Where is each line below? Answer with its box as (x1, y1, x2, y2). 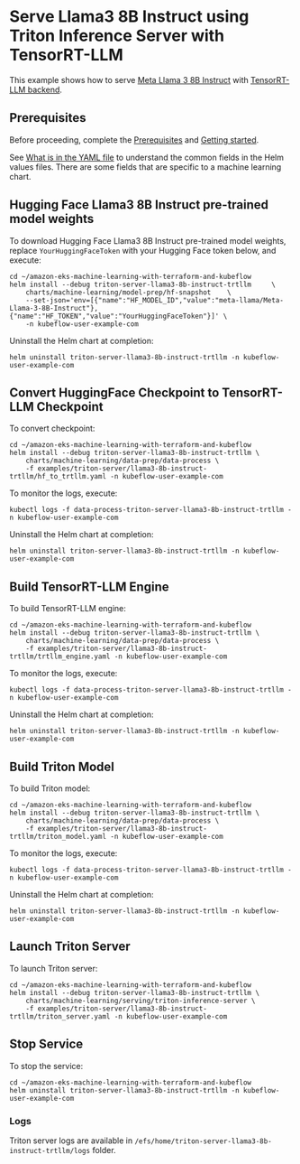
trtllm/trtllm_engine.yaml (9, 652, 111, 661)
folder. (92, 1144, 116, 1155)
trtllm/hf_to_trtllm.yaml (9, 472, 106, 481)
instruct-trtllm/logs (9, 1146, 91, 1155)
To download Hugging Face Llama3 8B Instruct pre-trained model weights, (9, 235, 286, 246)
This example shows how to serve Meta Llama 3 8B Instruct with (9, 74, 250, 85)
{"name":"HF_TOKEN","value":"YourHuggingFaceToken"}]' (9, 312, 220, 321)
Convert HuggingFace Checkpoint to (9, 385, 220, 400)
